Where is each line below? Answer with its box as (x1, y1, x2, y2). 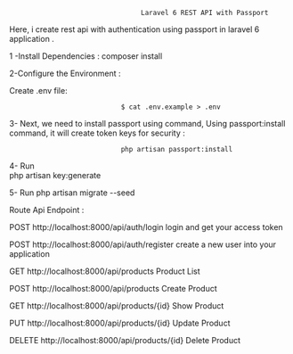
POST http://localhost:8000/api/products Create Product (9, 284, 217, 293)
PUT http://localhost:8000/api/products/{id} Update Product (9, 317, 231, 328)
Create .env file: (9, 86, 69, 95)
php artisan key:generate (9, 170, 102, 180)
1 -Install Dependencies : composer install (9, 51, 163, 62)
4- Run (9, 161, 35, 171)
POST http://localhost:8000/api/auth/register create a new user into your (9, 239, 277, 250)
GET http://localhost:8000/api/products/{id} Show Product (9, 300, 224, 311)
